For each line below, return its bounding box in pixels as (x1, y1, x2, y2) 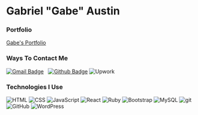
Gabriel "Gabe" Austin (6, 4, 120, 18)
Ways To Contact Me (6, 54, 68, 62)
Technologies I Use (6, 83, 63, 91)
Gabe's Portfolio (6, 39, 46, 46)
